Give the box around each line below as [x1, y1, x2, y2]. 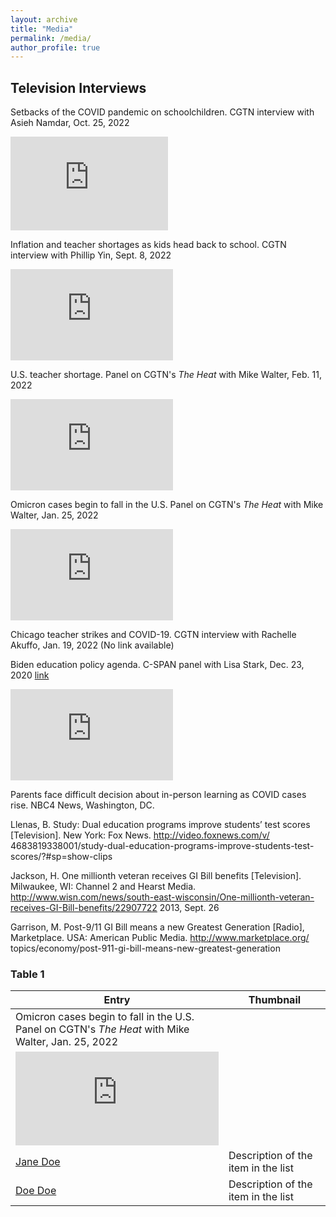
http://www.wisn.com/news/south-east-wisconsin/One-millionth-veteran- [10, 891, 315, 903]
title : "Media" [10, 24, 74, 34]
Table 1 [10, 967, 45, 981]
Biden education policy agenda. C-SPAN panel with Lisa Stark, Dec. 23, [10, 659, 305, 671]
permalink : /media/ [10, 33, 92, 43]
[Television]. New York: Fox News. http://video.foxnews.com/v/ [10, 829, 270, 841]
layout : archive [10, 14, 78, 25]
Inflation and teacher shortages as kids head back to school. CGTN [10, 239, 287, 251]
